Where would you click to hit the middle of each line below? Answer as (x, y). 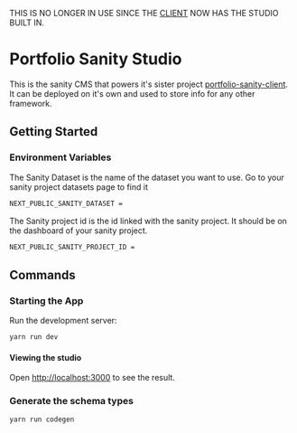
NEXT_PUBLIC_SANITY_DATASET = (66, 203)
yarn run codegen (42, 419)
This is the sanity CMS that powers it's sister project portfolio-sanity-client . (149, 84)
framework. (31, 103)
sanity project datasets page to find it (79, 187)
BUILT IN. (27, 23)
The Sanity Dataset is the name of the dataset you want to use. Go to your (147, 177)
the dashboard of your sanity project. (79, 231)
